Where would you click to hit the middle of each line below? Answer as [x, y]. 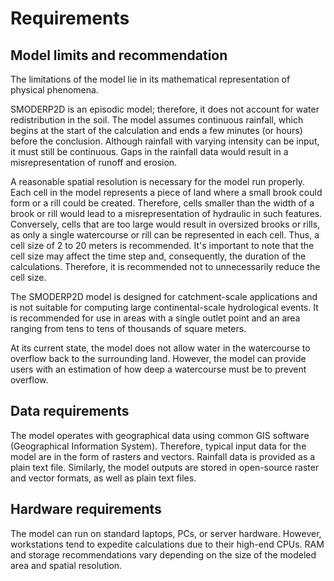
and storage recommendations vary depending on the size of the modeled [163, 554]
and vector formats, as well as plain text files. [103, 478]
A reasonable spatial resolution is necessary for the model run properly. [158, 181]
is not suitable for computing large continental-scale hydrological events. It [164, 307]
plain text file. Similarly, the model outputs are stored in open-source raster [165, 467]
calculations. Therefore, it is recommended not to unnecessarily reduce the [165, 266]
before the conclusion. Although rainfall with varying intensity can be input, [165, 141]
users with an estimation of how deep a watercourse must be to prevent [158, 369]
